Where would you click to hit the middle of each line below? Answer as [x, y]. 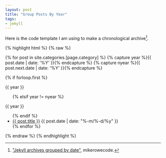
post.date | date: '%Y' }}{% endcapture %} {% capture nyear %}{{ [73, 63]
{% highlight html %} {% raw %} [38, 48]
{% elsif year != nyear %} [38, 96]
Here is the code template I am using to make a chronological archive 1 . [77, 38]
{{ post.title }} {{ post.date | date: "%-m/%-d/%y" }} [65, 121]
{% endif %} [25, 116]
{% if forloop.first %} [26, 78]
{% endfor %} [26, 126]
